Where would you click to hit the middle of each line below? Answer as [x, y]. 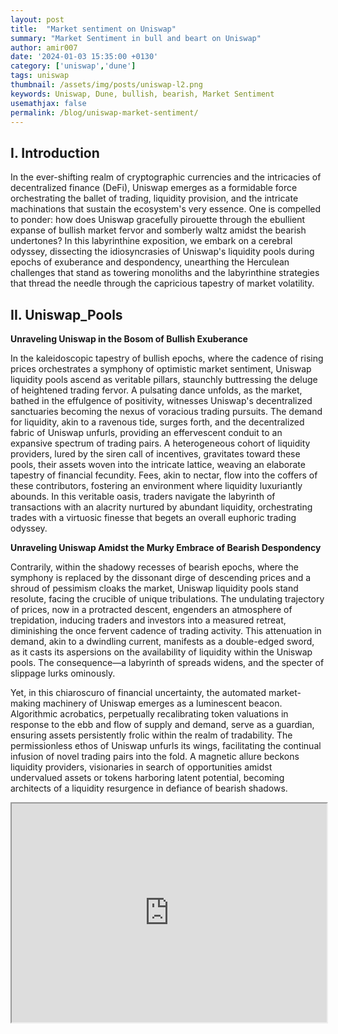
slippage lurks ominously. [63, 673]
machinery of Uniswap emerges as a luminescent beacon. [162, 703]
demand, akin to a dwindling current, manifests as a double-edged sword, [162, 641]
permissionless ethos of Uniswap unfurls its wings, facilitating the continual [166, 745]
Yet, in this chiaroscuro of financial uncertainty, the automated [138, 692]
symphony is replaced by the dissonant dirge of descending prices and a [161, 577]
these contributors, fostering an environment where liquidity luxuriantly [156, 485]
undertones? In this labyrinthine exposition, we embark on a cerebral [151, 241]
